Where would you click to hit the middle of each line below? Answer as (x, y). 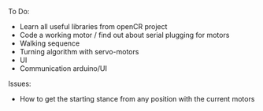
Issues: (20, 83)
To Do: (19, 11)
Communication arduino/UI (63, 68)
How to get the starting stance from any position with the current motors (137, 99)
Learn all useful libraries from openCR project (93, 26)
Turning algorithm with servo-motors (79, 52)
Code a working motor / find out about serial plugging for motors (124, 35)
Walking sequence (50, 43)
